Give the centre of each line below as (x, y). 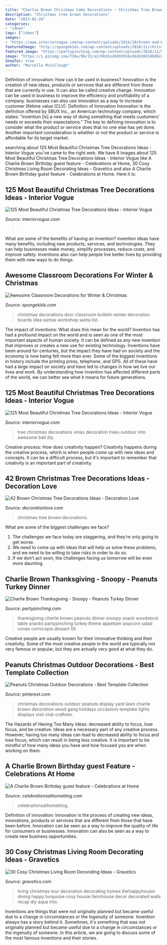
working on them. (23, 751)
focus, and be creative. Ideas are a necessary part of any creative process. (82, 729)
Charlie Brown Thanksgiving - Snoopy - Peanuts (82, 579)
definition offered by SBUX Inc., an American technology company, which (81, 111)
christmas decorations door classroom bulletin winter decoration (83, 314)
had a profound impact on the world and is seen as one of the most (74, 335)
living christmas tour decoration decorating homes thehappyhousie (86, 891)
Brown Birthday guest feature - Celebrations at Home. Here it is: (71, 174)
